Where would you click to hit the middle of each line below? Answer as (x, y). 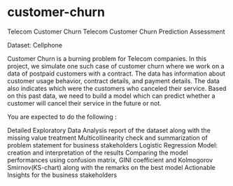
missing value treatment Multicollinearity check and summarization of (107, 138)
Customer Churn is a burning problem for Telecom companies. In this (107, 58)
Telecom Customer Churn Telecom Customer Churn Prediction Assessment (116, 31)
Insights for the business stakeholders (62, 175)
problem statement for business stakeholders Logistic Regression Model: (113, 145)
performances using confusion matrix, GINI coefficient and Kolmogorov (110, 160)
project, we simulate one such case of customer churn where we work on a (116, 66)
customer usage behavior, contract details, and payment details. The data (114, 80)
